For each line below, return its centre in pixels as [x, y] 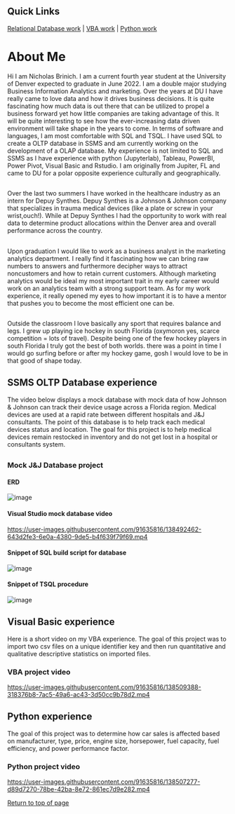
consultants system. [36, 444]
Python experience [50, 717]
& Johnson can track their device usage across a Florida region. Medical [112, 407]
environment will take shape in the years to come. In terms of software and [115, 128]
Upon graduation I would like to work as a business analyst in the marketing [116, 251]
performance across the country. [55, 231]
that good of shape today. [45, 360]
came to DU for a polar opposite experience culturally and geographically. [114, 173]
